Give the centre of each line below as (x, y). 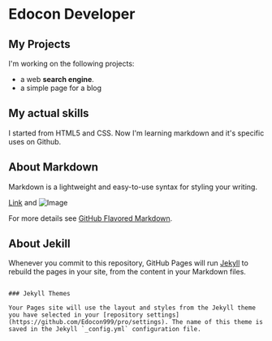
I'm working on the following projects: (71, 63)
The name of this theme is (218, 322)
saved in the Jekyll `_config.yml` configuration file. (105, 330)
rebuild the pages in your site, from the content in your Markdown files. (127, 272)
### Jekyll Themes (39, 294)
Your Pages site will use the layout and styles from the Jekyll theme (132, 308)
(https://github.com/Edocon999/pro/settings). (89, 322)
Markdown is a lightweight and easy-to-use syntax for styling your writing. (133, 187)
